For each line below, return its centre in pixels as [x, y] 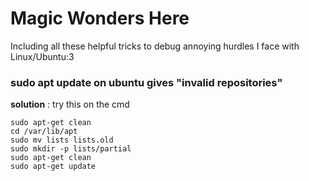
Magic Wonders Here [100, 18]
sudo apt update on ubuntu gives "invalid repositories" [146, 82]
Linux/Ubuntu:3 [42, 56]
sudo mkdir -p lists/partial [71, 149]
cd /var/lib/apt [44, 132]
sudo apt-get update [53, 167]
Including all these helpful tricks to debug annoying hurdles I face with [155, 46]
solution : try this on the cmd [70, 104]
